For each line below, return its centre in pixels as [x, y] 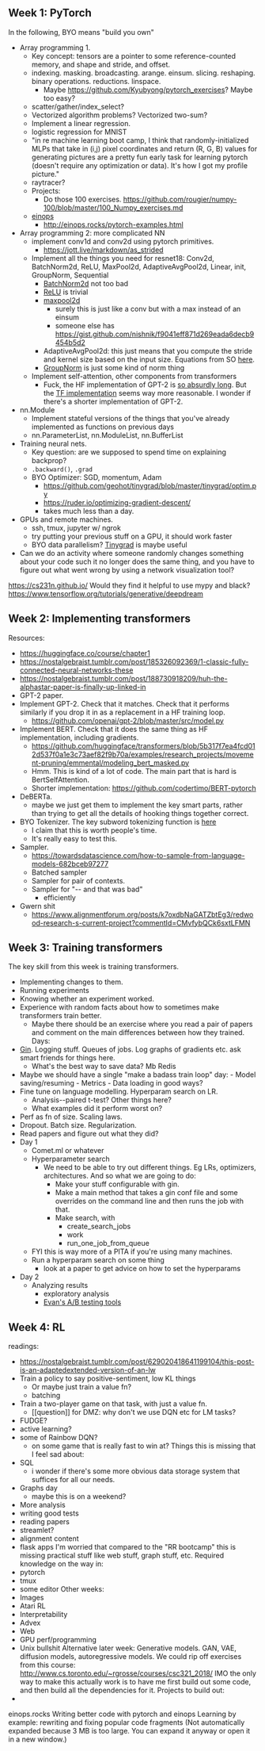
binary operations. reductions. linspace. [96, 81]
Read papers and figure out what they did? [89, 1134]
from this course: [47, 1665]
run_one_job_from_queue [108, 1243]
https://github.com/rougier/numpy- [180, 199]
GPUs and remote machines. [66, 519]
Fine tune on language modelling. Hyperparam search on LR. [119, 1092]
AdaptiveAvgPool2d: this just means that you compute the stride [148, 351]
